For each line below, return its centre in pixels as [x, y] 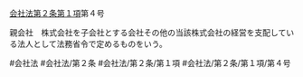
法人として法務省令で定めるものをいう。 [92, 44]
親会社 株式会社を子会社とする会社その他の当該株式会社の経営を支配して [148, 33]
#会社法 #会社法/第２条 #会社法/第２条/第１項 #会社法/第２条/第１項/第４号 [150, 63]
